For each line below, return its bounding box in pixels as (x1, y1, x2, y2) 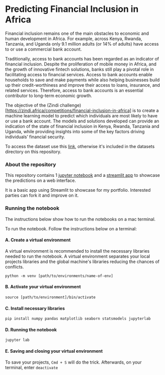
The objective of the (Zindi (5, 102, 59, 108)
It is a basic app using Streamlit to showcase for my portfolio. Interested (5, 187, 151, 193)
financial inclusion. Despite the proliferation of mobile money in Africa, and (5, 61, 157, 67)
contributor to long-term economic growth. (5, 93, 93, 99)
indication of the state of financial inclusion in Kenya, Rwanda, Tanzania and (5, 123, 160, 129)
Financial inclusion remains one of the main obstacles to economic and (5, 30, 149, 36)
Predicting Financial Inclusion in (5, 3, 139, 15)
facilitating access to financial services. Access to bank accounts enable (5, 71, 153, 77)
